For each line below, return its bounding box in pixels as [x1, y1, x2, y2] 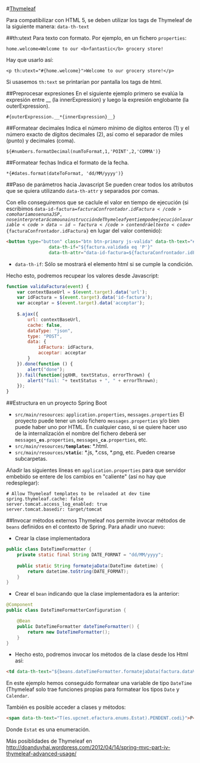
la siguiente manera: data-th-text [6, 23, 89, 30]
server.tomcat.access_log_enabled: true [6, 501, 108, 508]
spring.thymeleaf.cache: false [6, 496, 84, 502]
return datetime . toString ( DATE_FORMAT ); [27, 568, 129, 574]
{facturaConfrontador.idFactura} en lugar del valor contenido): [6, 227, 162, 234]
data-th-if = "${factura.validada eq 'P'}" [48, 244, 153, 250]
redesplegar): [6, 479, 40, 487]
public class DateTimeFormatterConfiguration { [6, 607, 127, 614]
